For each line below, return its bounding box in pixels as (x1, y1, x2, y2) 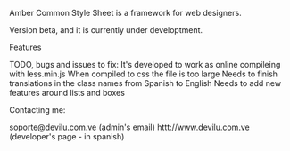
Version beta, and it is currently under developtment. (9, 25, 203, 35)
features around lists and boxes (9, 88, 125, 98)
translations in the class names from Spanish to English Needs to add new (9, 78, 282, 88)
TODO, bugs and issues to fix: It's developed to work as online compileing (9, 60, 281, 69)
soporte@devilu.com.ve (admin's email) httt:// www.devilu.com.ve (9, 122, 250, 132)
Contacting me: (9, 105, 66, 115)
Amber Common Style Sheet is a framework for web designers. (9, 8, 243, 18)
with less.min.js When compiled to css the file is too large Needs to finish (9, 68, 278, 79)
